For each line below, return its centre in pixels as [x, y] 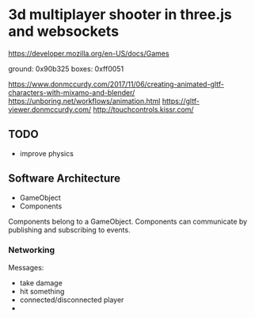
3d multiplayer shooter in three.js [120, 15]
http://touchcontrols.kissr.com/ [143, 109]
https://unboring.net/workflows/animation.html [84, 101]
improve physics [46, 153]
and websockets [64, 31]
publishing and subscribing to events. [69, 230]
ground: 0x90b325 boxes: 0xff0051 [66, 68]
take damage [41, 282]
